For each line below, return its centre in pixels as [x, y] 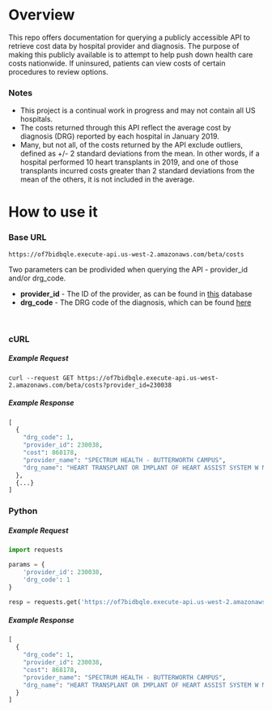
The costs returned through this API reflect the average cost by [125, 128]
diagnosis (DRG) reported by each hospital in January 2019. [120, 136]
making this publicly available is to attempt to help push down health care [131, 54]
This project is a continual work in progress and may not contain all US [138, 110]
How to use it [53, 212]
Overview [42, 15]
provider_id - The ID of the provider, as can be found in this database [136, 293]
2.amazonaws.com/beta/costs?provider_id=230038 [90, 385]
